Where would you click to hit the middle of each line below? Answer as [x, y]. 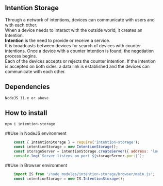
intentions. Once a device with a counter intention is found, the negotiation [80, 51]
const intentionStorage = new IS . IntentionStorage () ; [69, 179]
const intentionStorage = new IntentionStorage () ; [66, 147]
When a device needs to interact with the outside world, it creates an [74, 30]
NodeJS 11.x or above [27, 98]
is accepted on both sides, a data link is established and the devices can [77, 66]
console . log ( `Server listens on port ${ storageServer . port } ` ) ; [79, 156]
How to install [26, 113]
